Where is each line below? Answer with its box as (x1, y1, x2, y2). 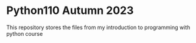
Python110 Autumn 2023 (6, 4, 134, 18)
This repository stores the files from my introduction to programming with (6, 24, 191, 31)
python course (6, 30, 43, 37)
